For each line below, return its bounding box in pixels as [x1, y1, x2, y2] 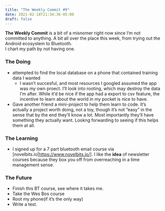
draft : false [5, 16, 32, 21]
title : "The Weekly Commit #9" [5, 7, 70, 12]
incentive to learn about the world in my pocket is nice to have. [19, 96, 148, 102]
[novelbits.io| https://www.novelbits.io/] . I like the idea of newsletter [12, 151, 150, 157]
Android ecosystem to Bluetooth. [5, 41, 72, 47]
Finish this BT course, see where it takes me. [12, 186, 104, 192]
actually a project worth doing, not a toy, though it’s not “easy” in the [12, 106, 152, 112]
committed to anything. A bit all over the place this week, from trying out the [5, 35, 161, 41]
